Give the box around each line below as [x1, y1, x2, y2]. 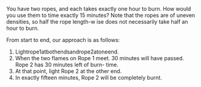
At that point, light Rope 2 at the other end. [15, 68, 122, 75]
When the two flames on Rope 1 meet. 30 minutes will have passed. [15, 55, 184, 61]
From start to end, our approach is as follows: [6, 37, 120, 43]
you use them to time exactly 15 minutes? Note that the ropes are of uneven [6, 12, 196, 19]
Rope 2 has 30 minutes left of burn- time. [15, 61, 118, 68]
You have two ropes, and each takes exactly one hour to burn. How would [6, 5, 191, 12]
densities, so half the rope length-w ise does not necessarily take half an [6, 18, 188, 25]
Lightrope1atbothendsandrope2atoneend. [15, 48, 120, 55]
